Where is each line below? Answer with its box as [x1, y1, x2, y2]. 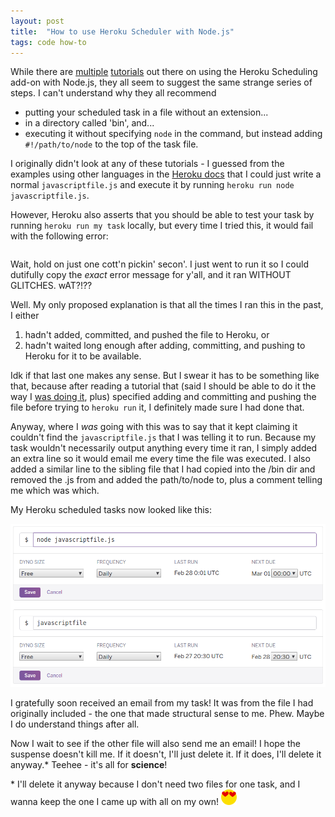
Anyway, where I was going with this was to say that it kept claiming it [10, 421, 298, 433]
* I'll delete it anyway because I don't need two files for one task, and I [10, 778, 301, 790]
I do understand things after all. [10, 718, 140, 730]
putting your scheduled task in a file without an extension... [24, 106, 269, 119]
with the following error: [10, 230, 109, 242]
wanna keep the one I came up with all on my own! [10, 796, 220, 808]
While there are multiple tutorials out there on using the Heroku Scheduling [10, 66, 318, 78]
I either [10, 310, 40, 322]
